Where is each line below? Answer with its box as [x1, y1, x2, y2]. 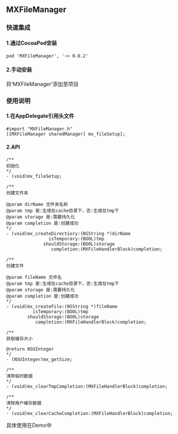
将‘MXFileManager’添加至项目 [6, 80, 79, 88]
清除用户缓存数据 [6, 400, 42, 406]
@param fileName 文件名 [6, 275, 62, 281]
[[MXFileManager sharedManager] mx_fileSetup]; [6, 131, 126, 137]
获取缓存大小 [6, 336, 33, 342]
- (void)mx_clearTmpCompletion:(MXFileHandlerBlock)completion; [6, 384, 168, 390]
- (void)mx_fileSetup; [6, 173, 62, 179]
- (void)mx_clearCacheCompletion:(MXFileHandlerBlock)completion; [6, 411, 173, 417]
